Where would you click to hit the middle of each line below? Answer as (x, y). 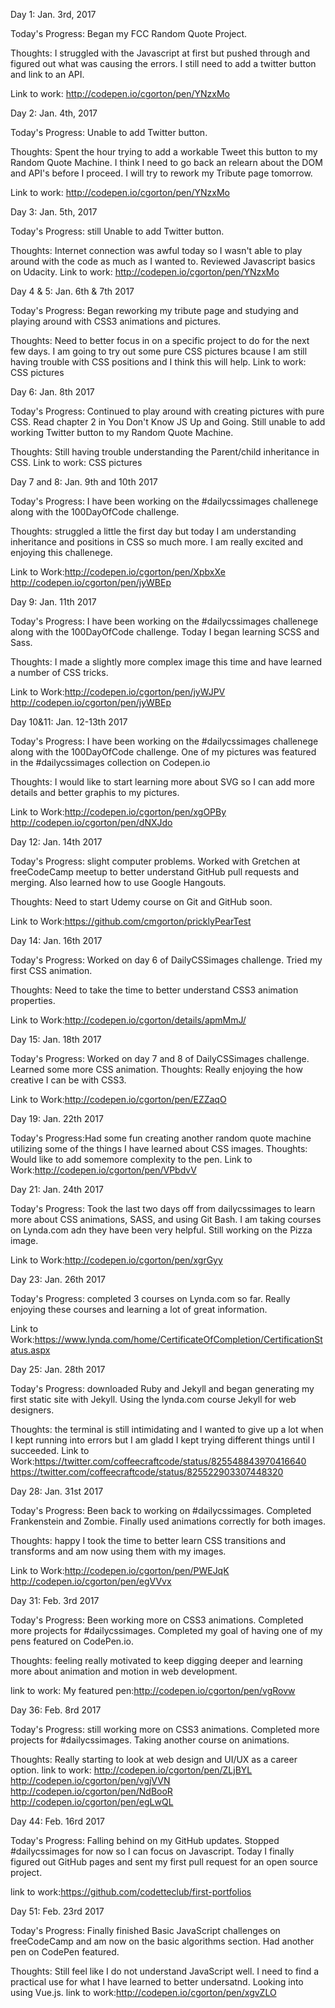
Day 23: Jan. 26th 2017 (58, 1279)
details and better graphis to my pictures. (95, 792)
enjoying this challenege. (61, 552)
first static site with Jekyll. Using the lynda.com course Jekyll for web (153, 1399)
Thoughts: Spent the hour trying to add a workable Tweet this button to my (164, 152)
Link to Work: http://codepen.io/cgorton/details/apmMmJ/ (128, 1020)
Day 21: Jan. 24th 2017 (57, 1189)
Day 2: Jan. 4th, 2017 (54, 113)
